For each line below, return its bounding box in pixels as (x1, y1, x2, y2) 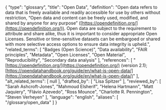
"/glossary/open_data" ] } (5, 100, 57, 105)
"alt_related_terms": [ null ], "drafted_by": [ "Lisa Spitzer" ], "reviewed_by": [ (5, 78, 161, 84)
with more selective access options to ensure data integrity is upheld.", (5, 41, 151, 47)
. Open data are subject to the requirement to (64, 25, 157, 31)
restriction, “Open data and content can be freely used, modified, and (5, 15, 148, 20)
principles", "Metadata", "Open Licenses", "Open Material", (5, 52, 126, 58)
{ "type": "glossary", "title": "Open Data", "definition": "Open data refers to (5, 4, 158, 10)
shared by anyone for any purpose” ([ (5, 20, 82, 26)
